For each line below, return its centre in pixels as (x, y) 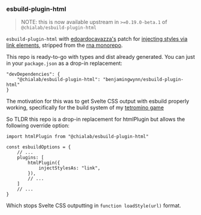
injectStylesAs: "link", (69, 168)
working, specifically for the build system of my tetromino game (85, 107)
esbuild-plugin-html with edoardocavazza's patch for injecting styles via (97, 39)
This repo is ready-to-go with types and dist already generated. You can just (100, 57)
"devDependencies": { (33, 74)
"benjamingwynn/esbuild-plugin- (143, 80)
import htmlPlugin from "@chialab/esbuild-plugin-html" (77, 137)
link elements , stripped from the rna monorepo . (64, 45)
